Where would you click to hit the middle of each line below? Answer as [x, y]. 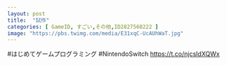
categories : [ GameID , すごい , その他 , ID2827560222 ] [83, 27]
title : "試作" [28, 20]
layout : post [26, 14]
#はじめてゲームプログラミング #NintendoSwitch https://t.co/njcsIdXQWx [113, 54]
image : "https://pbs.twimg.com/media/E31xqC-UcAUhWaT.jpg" [96, 33]
